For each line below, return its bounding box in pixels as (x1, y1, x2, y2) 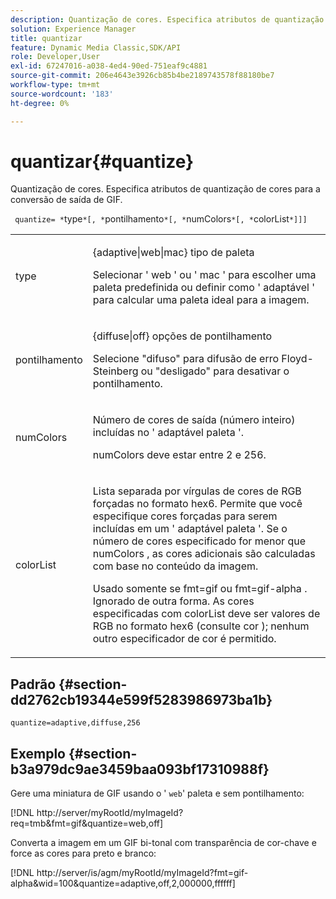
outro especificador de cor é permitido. (92, 632, 277, 646)
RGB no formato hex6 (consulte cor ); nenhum (92, 619, 310, 633)
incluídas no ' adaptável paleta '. (92, 426, 245, 440)
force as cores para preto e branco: (10, 847, 157, 860)
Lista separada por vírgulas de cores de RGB (92, 484, 302, 498)
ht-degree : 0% (10, 98, 70, 108)
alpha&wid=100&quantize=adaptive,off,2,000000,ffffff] (10, 877, 236, 890)
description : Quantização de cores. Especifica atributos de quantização (10, 14, 325, 25)
